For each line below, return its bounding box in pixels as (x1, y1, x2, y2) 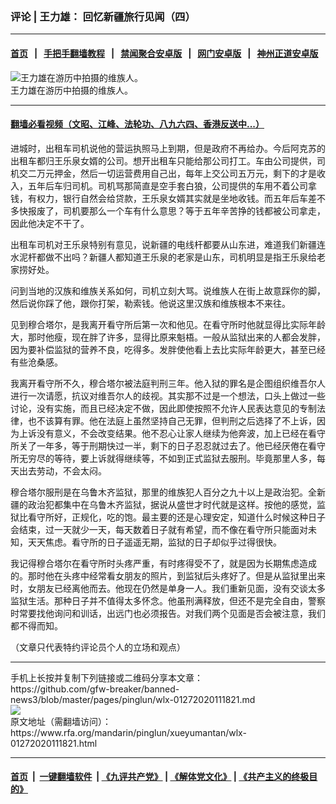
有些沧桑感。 (10, 356, 63, 368)
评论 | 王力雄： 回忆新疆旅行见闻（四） (10, 9, 196, 23)
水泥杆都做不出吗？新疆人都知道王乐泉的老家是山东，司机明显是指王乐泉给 (10, 251, 317, 263)
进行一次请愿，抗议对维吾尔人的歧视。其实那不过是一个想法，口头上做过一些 (10, 389, 326, 402)
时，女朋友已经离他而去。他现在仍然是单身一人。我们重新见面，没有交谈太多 (10, 582, 326, 594)
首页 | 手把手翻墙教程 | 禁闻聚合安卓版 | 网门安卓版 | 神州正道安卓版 (10, 47, 319, 59)
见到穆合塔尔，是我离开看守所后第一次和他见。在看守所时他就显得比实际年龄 (10, 318, 326, 330)
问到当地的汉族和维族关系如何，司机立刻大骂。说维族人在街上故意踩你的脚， (10, 284, 326, 297)
